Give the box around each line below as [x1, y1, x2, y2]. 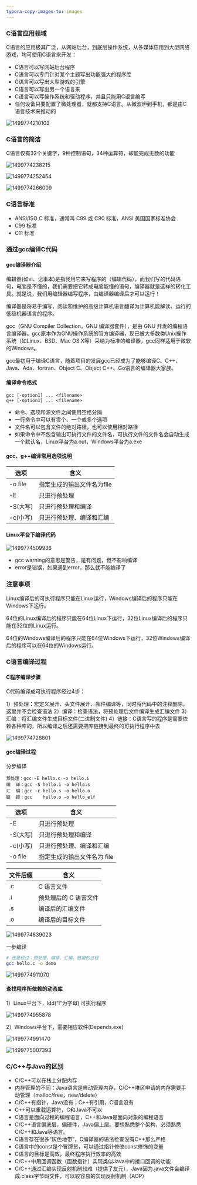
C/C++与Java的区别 [6, 1062, 64, 1070]
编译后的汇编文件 [38, 904, 86, 912]
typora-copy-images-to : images [6, 8, 83, 15]
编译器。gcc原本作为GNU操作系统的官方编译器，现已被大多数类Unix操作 [11, 330, 186, 337]
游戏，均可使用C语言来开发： [6, 51, 77, 58]
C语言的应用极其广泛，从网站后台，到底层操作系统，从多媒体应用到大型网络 [6, 44, 190, 51]
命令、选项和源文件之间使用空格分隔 [14, 409, 103, 416]
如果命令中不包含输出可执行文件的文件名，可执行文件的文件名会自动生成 [14, 430, 189, 437]
